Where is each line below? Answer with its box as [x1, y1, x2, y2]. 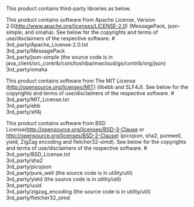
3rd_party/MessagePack [6, 47, 65, 54]
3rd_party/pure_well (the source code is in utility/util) [6, 170, 133, 176]
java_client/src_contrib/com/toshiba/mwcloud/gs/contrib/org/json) [6, 60, 167, 67]
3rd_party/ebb [6, 102, 41, 109]
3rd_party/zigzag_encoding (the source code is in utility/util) [6, 188, 151, 195]
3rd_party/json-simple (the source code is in [6, 54, 113, 60]
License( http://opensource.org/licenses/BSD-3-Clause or [6, 126, 145, 133]
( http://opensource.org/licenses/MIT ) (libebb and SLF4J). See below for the [6, 84, 189, 90]
